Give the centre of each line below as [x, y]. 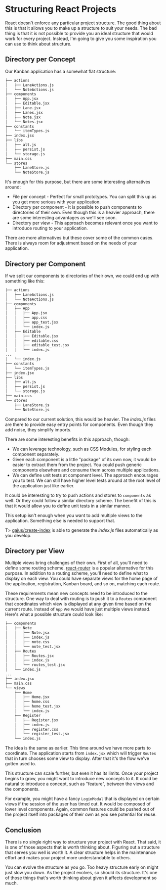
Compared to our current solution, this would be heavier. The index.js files [81, 419]
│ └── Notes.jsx [24, 122]
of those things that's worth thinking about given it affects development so [81, 878]
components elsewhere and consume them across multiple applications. [86, 470]
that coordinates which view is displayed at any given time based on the [78, 604]
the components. [22, 789]
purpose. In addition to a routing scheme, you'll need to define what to [77, 573]
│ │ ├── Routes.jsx [30, 656]
